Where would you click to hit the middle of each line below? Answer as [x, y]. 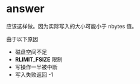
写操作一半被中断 [36, 67]
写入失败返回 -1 [34, 74]
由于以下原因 [22, 39]
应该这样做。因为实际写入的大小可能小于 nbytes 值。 [72, 26]
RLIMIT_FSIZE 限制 [39, 59]
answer [25, 9]
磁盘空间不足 [31, 52]
